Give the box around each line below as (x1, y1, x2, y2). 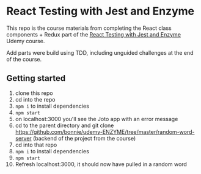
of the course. (6, 55, 42, 63)
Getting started (6, 73, 66, 83)
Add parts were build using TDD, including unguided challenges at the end (6, 49, 194, 56)
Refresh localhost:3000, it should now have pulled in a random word (15, 160, 188, 168)
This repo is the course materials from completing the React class (6, 24, 172, 32)
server (15, 134, 32, 142)
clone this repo (15, 89, 53, 97)
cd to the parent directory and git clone (15, 122, 114, 129)
